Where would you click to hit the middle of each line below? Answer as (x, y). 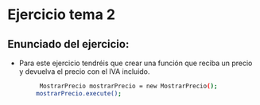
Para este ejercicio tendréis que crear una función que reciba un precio (136, 63)
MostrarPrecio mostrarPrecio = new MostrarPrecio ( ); (128, 86)
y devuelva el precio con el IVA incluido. (84, 72)
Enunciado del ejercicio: (68, 44)
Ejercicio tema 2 (62, 15)
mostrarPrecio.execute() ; (79, 93)
